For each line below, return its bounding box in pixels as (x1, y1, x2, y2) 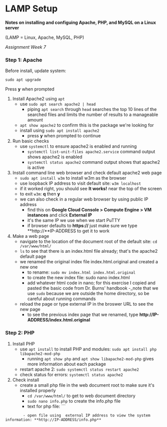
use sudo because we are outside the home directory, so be (27, 291, 150, 297)
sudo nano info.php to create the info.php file (27, 398, 121, 404)
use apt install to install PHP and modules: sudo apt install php (19, 346, 157, 352)
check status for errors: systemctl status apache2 (19, 371, 123, 377)
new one (19, 264, 38, 270)
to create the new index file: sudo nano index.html (27, 275, 130, 281)
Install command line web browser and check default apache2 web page (12, 170, 162, 176)
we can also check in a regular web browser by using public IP (19, 196, 149, 202)
